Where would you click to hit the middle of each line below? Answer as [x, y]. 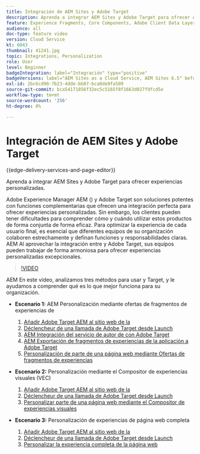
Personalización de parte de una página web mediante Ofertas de [104, 354]
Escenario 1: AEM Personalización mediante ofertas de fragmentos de [101, 304]
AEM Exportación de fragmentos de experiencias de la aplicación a [106, 341]
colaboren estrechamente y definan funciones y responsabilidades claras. [97, 238]
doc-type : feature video [37, 34]
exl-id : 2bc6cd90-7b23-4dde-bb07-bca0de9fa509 [65, 84]
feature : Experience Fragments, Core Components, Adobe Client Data [93, 23]
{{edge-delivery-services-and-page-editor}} [61, 170]
